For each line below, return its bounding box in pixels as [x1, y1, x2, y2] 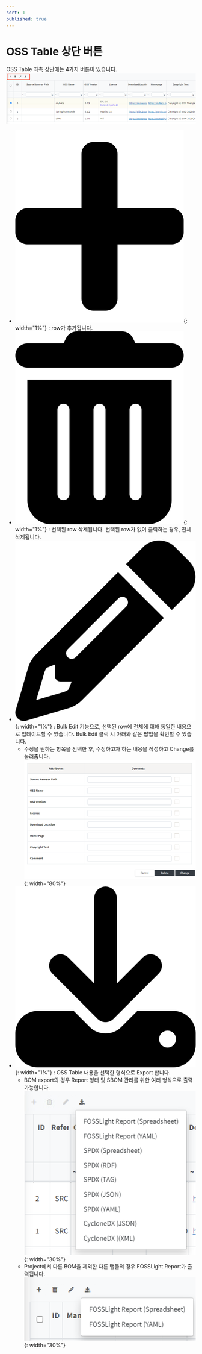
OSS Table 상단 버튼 [6, 45, 103, 58]
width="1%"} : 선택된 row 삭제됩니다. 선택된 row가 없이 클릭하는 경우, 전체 [14, 525, 192, 533]
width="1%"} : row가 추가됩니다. [14, 324, 93, 331]
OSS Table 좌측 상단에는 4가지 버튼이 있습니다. [6, 66, 117, 73]
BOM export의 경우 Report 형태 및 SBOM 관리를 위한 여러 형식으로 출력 [23, 1076, 194, 1083]
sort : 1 [6, 10, 26, 16]
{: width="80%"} [23, 880, 66, 887]
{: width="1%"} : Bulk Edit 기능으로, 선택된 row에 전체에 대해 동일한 [14, 723, 176, 730]
